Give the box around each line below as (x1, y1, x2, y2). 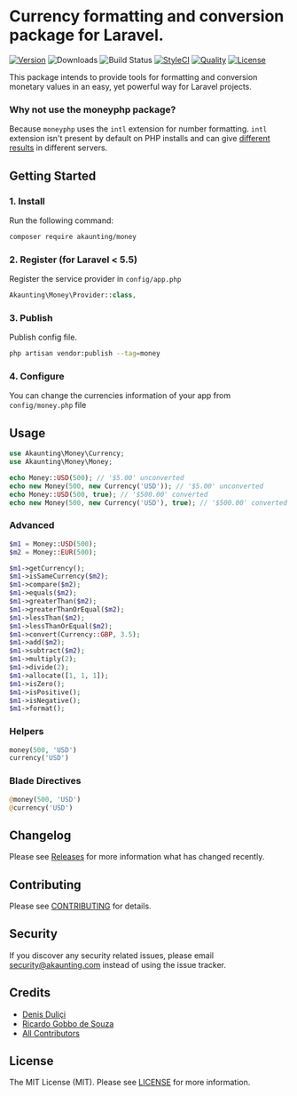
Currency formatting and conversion (9, 6, 285, 27)
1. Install (9, 195, 46, 207)
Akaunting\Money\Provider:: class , (9, 291, 137, 300)
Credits (9, 985, 51, 1001)
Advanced (9, 519, 55, 532)
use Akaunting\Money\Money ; (9, 458, 113, 467)
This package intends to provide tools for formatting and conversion (9, 71, 258, 82)
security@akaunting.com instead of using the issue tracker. (9, 959, 226, 970)
